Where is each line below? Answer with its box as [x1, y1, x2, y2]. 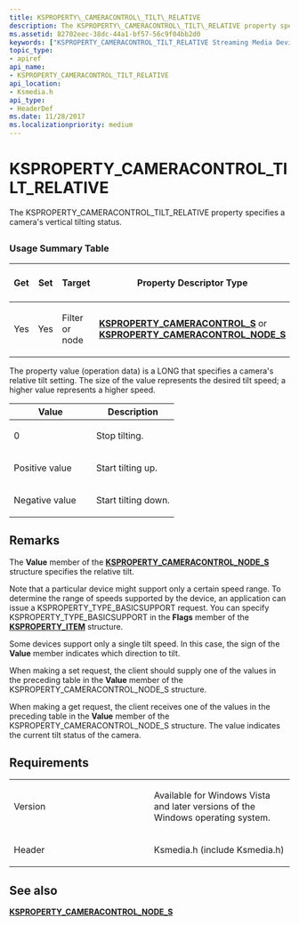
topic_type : [9, 46, 53, 55]
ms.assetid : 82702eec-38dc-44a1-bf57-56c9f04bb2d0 [9, 29, 201, 38]
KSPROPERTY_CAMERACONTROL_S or [99, 317, 268, 329]
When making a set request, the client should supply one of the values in [9, 664, 277, 676]
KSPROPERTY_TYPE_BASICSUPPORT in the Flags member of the [9, 611, 249, 623]
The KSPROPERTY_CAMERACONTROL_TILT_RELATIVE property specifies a [9, 206, 286, 218]
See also [9, 882, 58, 898]
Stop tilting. [96, 429, 144, 441]
